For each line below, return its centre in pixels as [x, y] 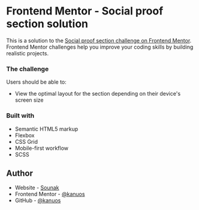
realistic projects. [28, 53]
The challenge [28, 69]
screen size [29, 100]
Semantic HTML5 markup [46, 129]
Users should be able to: [37, 82]
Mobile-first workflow [42, 148]
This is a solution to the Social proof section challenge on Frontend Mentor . [99, 40]
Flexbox [25, 135]
